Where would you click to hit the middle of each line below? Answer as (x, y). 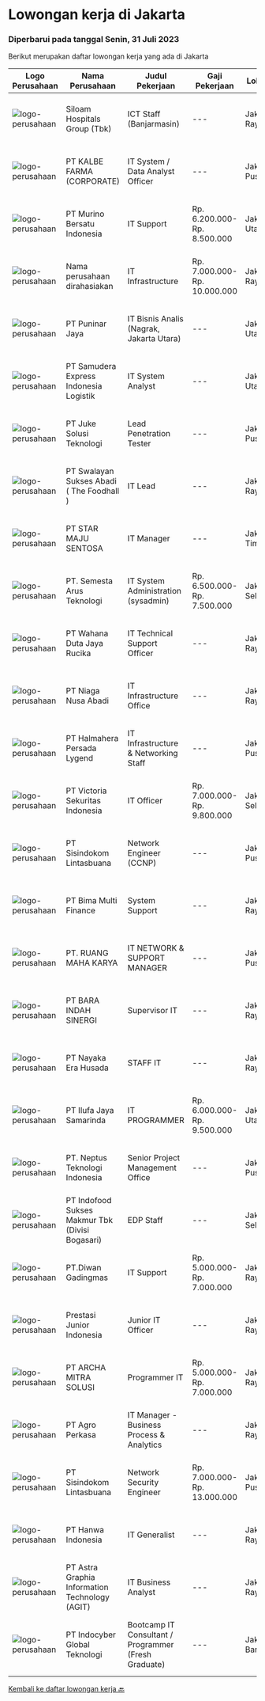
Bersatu (80, 224)
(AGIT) (78, 1607)
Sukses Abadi (91, 481)
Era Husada (87, 1068)
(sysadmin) (148, 601)
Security (143, 1483)
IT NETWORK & (156, 948)
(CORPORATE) (93, 181)
